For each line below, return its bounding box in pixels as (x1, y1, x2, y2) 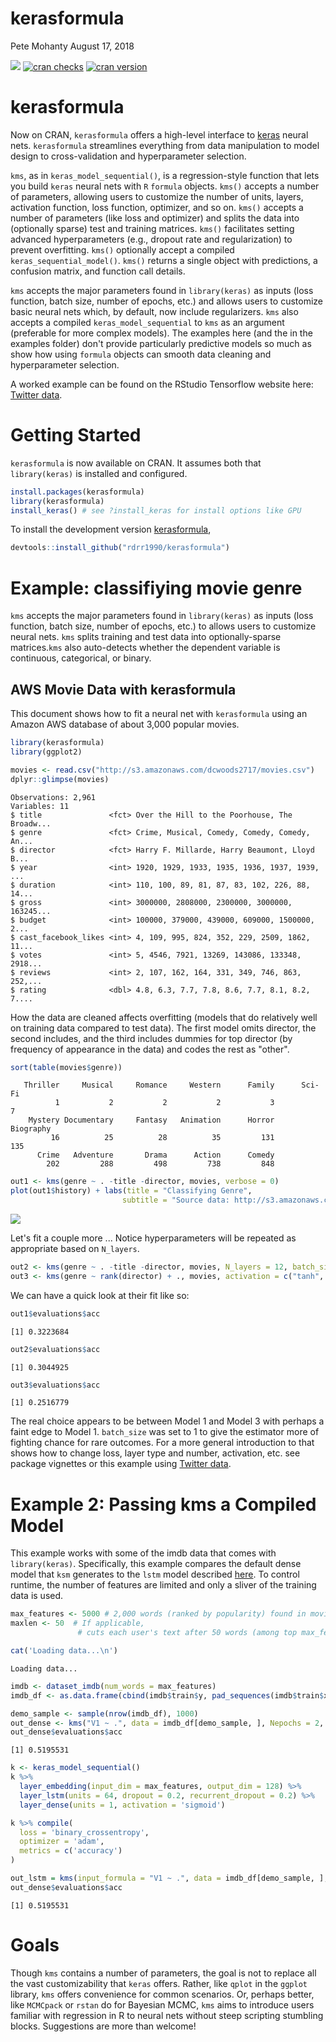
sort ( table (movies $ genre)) (10, 1062, 123, 1072)
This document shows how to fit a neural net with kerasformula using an (10, 708, 308, 720)
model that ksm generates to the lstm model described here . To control (10, 1568, 300, 1581)
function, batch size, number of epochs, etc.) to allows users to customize (10, 620, 317, 632)
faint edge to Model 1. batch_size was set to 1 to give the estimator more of (10, 1426, 320, 1438)
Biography (10, 1124, 52, 1134)
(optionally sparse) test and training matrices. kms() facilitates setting (10, 222, 295, 234)
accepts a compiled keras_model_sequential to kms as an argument (10, 316, 285, 328)
